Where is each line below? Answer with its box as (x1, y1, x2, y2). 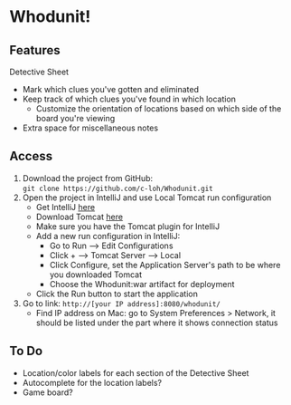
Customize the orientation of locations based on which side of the (35, 103, 282, 114)
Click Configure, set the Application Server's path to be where (49, 259, 281, 270)
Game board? (22, 387, 74, 398)
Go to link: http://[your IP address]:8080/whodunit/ (22, 297, 221, 309)
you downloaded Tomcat (49, 269, 143, 280)
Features (9, 43, 61, 58)
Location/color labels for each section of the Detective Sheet (22, 367, 249, 378)
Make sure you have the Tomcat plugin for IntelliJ (35, 220, 220, 232)
